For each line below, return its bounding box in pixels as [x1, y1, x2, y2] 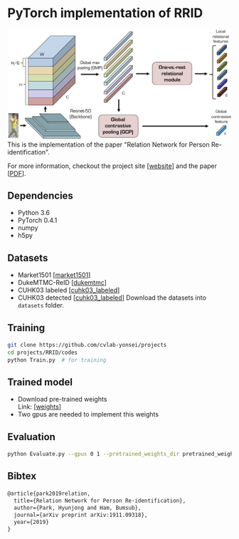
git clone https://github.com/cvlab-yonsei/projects [7, 341, 167, 348]
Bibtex [7, 470, 37, 482]
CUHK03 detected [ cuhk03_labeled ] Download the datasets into [17, 293, 206, 302]
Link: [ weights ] [17, 402, 62, 411]
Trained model [7, 376, 73, 388]
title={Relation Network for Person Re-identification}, [14, 497, 186, 504]
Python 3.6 [17, 209, 50, 217]
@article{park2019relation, [7, 490, 91, 497]
